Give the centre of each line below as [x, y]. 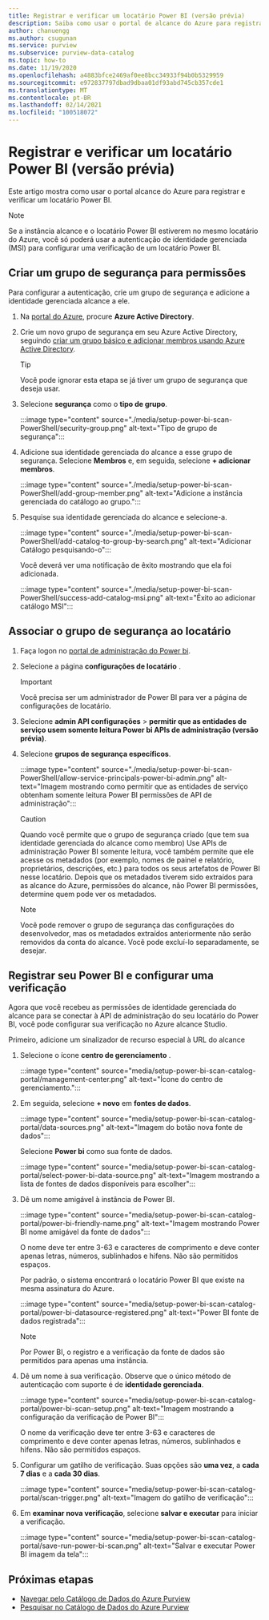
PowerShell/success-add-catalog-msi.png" [92, 597]
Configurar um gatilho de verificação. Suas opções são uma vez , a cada [139, 1465]
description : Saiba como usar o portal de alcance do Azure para [119, 23]
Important [36, 681]
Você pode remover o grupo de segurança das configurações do [127, 925]
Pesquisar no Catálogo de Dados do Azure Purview [104, 1607]
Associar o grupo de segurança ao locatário [120, 631]
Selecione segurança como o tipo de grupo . [94, 404]
